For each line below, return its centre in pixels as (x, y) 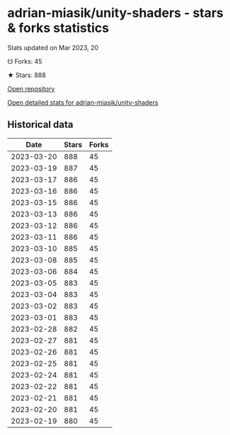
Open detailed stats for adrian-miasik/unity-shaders (83, 102)
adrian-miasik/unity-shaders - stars (116, 13)
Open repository (31, 88)
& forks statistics (58, 28)
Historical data (40, 125)
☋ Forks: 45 (25, 61)
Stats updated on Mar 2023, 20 (53, 47)
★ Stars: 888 (27, 75)
